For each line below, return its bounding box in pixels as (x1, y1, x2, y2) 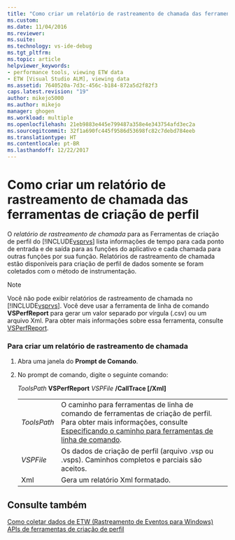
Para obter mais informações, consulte (61, 418, 188, 427)
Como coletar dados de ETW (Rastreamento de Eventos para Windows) (7, 518, 214, 526)
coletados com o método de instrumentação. (7, 267, 137, 275)
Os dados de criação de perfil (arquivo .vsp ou (61, 446, 214, 456)
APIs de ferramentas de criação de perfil (7, 525, 124, 534)
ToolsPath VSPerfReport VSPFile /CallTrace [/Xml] (17, 384, 166, 392)
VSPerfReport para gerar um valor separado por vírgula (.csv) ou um (7, 308, 207, 317)
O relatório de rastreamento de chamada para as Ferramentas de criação (7, 229, 220, 238)
